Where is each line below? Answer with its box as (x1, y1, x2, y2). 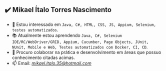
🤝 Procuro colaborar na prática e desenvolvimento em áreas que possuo (11, 49, 161, 55)
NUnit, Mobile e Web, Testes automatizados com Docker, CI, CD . (11, 43, 148, 50)
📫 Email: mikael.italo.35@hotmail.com (11, 60, 92, 66)
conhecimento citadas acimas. (11, 54, 75, 60)
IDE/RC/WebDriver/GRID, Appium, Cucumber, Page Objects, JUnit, (11, 39, 149, 44)
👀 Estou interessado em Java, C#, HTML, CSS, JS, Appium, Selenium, (11, 21, 156, 27)
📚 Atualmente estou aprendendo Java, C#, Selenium (11, 32, 122, 38)
